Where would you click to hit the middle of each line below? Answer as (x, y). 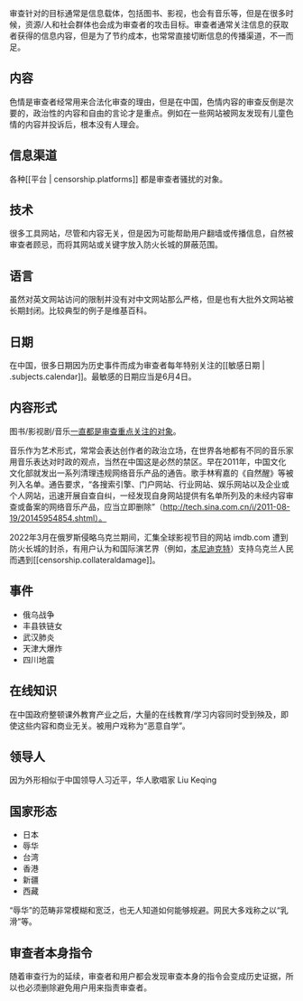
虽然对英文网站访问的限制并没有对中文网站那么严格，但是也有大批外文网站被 (151, 300)
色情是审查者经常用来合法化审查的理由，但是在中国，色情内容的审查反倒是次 (151, 101)
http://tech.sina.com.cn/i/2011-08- (226, 506)
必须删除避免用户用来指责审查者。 (88, 987)
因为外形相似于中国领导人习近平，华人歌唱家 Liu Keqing (113, 780)
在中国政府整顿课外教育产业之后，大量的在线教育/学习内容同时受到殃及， (145, 714)
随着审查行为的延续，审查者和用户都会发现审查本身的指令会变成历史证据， (147, 976)
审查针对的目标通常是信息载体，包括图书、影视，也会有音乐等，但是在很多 (147, 13)
